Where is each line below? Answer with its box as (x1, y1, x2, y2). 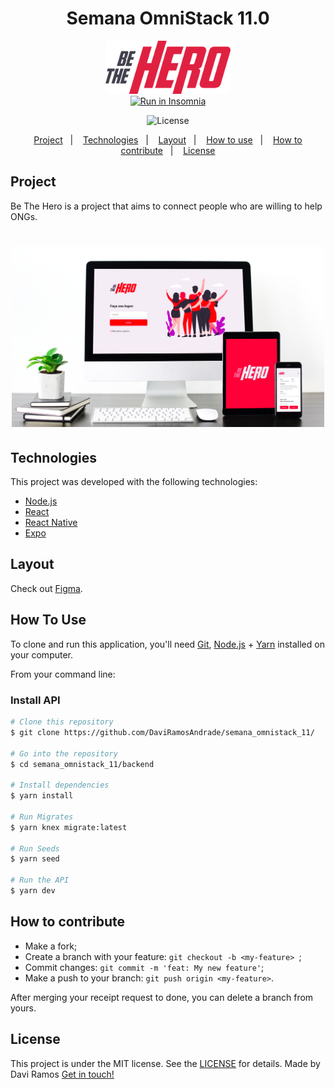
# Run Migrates (10, 812, 74, 822)
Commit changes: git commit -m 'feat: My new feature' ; (24, 961, 265, 973)
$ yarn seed (10, 854, 60, 864)
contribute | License (120, 144, 216, 156)
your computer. (10, 648, 74, 661)
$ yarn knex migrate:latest (10, 822, 128, 832)
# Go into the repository (10, 748, 118, 759)
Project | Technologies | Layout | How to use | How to (33, 133, 303, 146)
